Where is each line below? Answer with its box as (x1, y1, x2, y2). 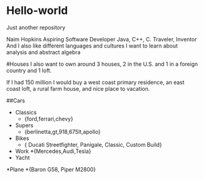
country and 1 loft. (6, 66, 52, 74)
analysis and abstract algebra (6, 48, 81, 55)
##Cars (6, 97, 26, 104)
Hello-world (6, 4, 68, 18)
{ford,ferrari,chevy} (24, 115, 73, 122)
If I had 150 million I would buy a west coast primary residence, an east (6, 79, 185, 86)
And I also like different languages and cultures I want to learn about (6, 42, 178, 49)
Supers (15, 121, 34, 128)
